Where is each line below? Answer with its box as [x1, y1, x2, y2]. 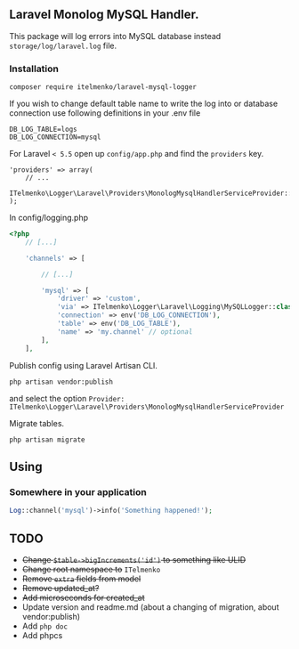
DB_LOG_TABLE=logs [9, 125, 77, 134]
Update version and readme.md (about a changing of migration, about [21, 601, 279, 612]
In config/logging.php [9, 213, 89, 223]
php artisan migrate [9, 435, 86, 444]
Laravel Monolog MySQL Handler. [9, 7, 199, 22]
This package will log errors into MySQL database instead [9, 30, 222, 41]
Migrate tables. [9, 418, 65, 428]
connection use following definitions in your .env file [9, 108, 201, 118]
